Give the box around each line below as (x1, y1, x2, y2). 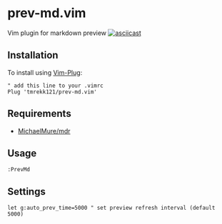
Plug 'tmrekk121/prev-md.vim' (7, 88, 98, 96)
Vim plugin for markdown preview (7, 29, 107, 37)
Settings (7, 185, 46, 198)
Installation (7, 49, 59, 61)
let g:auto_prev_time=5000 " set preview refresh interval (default (7, 205, 216, 212)
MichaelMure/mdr (17, 126, 71, 135)
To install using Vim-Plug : (7, 68, 83, 76)
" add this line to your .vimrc (7, 82, 104, 89)
